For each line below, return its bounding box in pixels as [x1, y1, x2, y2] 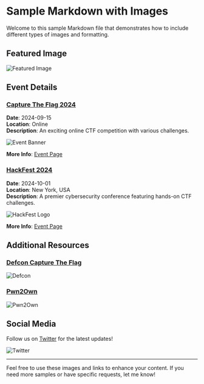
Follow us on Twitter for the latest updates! [6, 335, 114, 342]
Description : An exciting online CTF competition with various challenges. [6, 127, 189, 134]
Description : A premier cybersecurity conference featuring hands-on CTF [6, 193, 192, 200]
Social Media [6, 319, 56, 329]
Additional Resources [6, 240, 89, 250]
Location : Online [6, 120, 49, 128]
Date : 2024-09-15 [6, 114, 52, 122]
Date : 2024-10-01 [6, 179, 51, 187]
